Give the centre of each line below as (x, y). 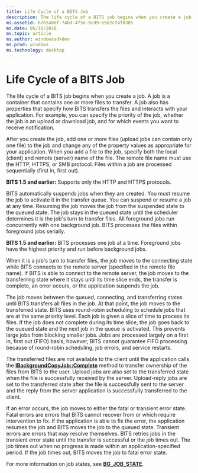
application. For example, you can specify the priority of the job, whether (95, 115)
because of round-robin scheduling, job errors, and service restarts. (89, 347)
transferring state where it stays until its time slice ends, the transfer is (92, 279)
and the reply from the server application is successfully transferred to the (97, 390)
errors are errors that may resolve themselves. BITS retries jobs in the (91, 433)
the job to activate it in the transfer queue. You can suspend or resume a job (99, 200)
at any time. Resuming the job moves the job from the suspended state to (95, 206)
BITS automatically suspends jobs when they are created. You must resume (98, 193)
